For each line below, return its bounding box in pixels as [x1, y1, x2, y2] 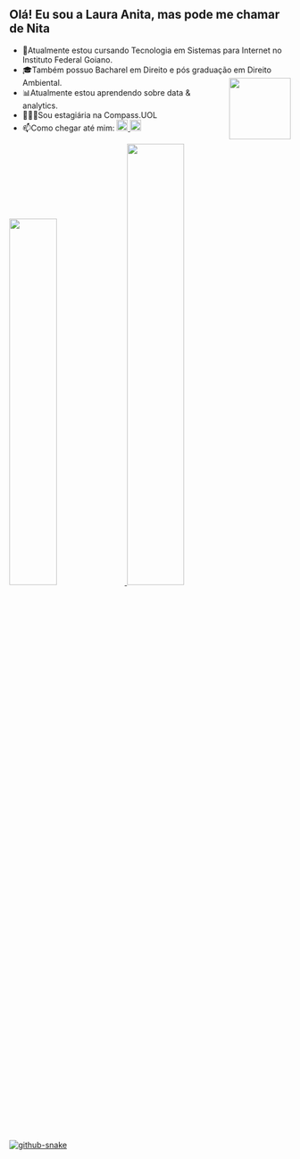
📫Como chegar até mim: [21, 122, 115, 133]
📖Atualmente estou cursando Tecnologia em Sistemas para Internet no [21, 45, 283, 55]
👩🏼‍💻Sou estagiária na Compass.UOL [21, 109, 158, 120]
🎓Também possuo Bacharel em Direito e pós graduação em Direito [21, 64, 272, 75]
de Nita [9, 21, 51, 37]
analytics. [21, 100, 58, 111]
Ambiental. [21, 77, 62, 88]
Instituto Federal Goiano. [21, 54, 113, 65]
